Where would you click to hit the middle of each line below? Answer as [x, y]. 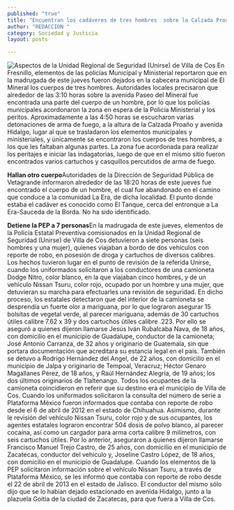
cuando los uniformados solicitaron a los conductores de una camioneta [111, 270]
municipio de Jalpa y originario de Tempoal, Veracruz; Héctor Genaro [107, 366]
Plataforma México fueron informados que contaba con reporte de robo [110, 403]
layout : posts [28, 40]
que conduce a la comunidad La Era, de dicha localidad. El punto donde [110, 197]
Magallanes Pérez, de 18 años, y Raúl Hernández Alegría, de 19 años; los [111, 374]
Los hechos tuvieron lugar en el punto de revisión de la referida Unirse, [109, 262]
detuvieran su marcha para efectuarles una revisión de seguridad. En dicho [115, 292]
